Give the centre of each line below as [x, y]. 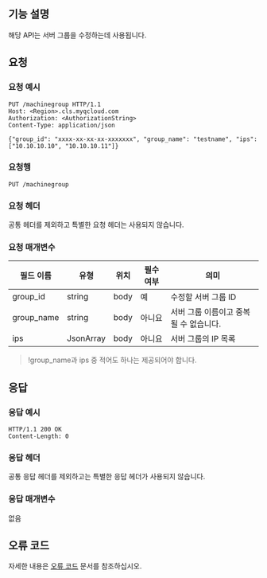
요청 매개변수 [32, 248]
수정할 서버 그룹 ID [203, 297]
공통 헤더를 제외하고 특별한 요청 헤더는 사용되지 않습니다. [96, 225]
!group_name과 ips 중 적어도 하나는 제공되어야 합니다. [112, 360]
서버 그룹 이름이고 [202, 312]
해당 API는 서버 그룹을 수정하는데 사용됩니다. [77, 35]
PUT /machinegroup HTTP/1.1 [55, 104]
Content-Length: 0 [39, 436]
